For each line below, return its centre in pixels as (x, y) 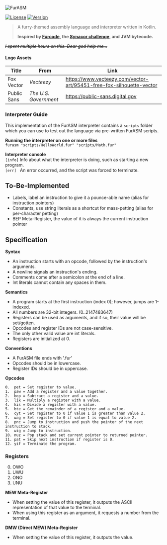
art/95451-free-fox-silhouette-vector (111, 86)
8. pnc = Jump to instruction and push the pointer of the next (74, 422)
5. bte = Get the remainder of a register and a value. (65, 409)
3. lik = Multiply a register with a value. (53, 400)
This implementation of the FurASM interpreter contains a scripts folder (79, 125)
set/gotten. (24, 323)
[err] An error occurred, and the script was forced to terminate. (72, 170)
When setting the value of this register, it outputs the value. (73, 538)
